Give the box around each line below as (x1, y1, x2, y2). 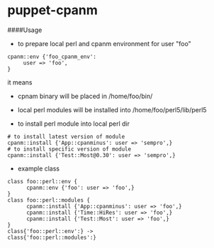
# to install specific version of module (7, 145, 132, 153)
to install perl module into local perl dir (17, 119, 130, 128)
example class (17, 164, 60, 173)
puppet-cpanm (7, 2, 98, 18)
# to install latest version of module (7, 133, 125, 140)
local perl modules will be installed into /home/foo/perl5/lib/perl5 (17, 105, 207, 114)
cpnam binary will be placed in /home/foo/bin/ (17, 92, 153, 100)
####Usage (7, 26, 43, 34)
